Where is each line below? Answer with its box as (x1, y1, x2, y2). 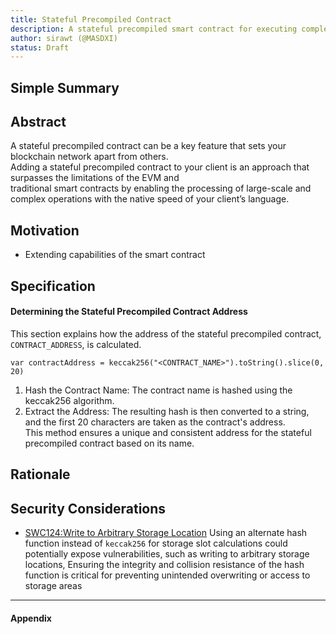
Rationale (10, 466, 71, 483)
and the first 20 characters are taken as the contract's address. (24, 416, 286, 428)
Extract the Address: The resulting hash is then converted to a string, (24, 405, 310, 417)
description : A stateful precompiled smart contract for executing (10, 24, 298, 34)
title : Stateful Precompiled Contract (10, 14, 172, 25)
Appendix (10, 612, 52, 624)
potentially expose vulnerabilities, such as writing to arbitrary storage (24, 548, 310, 560)
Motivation (10, 222, 80, 239)
